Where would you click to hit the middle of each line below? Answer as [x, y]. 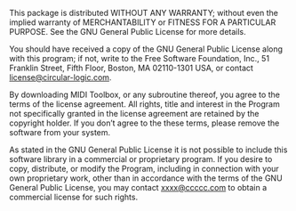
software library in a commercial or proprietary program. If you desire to [141, 159]
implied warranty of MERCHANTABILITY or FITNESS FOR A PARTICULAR [143, 22]
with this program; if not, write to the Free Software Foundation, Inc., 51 [139, 58]
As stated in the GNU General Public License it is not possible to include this [148, 150]
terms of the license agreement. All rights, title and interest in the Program [144, 104]
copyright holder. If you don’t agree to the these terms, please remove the [144, 123]
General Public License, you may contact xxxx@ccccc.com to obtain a [138, 187]
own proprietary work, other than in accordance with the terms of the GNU [146, 178]
